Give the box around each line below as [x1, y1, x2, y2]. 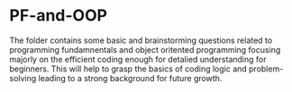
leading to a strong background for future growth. [38, 72, 223, 83]
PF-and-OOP [9, 5, 108, 26]
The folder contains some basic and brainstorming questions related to [9, 35, 273, 46]
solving [9, 72, 37, 83]
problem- [249, 63, 284, 74]
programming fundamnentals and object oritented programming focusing [9, 44, 281, 54]
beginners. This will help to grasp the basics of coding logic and [9, 63, 248, 74]
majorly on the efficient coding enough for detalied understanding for [9, 54, 267, 64]
